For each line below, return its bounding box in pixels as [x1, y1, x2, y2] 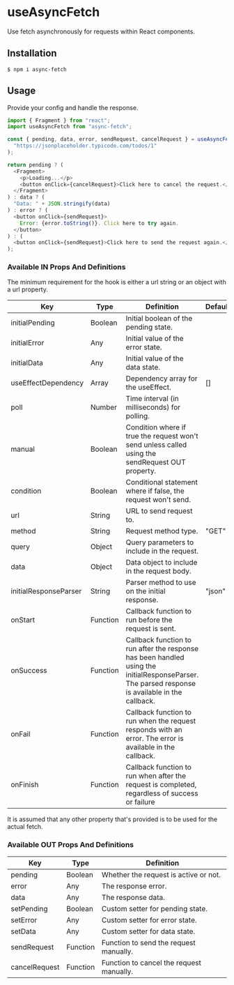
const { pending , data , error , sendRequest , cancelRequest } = [7, 136, 195, 143]
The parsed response [125, 679, 196, 689]
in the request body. [125, 566, 192, 576]
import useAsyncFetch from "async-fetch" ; [7, 123, 132, 130]
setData [10, 926, 36, 936]
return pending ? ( [7, 161, 64, 168]
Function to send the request [101, 938, 196, 947]
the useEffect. [125, 383, 172, 392]
